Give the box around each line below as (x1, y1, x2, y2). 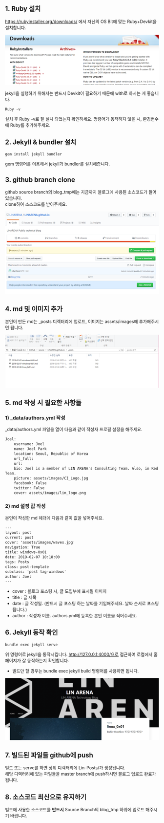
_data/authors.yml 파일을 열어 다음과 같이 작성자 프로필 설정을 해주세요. (5, 427, 143, 433)
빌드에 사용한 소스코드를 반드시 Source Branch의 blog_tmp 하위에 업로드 (5, 806, 145, 812)
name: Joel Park (14, 447, 47, 452)
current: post (5, 535, 34, 540)
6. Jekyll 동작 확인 (5, 628, 58, 637)
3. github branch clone (5, 175, 76, 184)
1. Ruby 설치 (5, 4, 41, 13)
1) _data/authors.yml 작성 (5, 414, 66, 421)
